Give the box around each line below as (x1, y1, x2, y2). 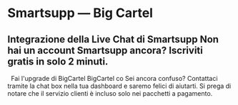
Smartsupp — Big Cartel (7, 5, 154, 21)
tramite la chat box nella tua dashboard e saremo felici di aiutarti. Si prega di (7, 82, 232, 90)
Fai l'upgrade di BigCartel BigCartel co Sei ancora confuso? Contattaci (10, 74, 218, 82)
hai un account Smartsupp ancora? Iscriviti (7, 44, 204, 56)
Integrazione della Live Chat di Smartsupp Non (7, 33, 219, 45)
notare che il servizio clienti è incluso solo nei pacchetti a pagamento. (7, 89, 213, 97)
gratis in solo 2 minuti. (7, 55, 109, 67)
